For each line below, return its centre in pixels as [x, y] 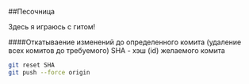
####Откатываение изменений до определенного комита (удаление [125, 42]
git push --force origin [49, 72]
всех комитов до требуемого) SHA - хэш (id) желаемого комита [117, 50]
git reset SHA [32, 65]
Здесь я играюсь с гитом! [52, 27]
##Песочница [32, 11]
